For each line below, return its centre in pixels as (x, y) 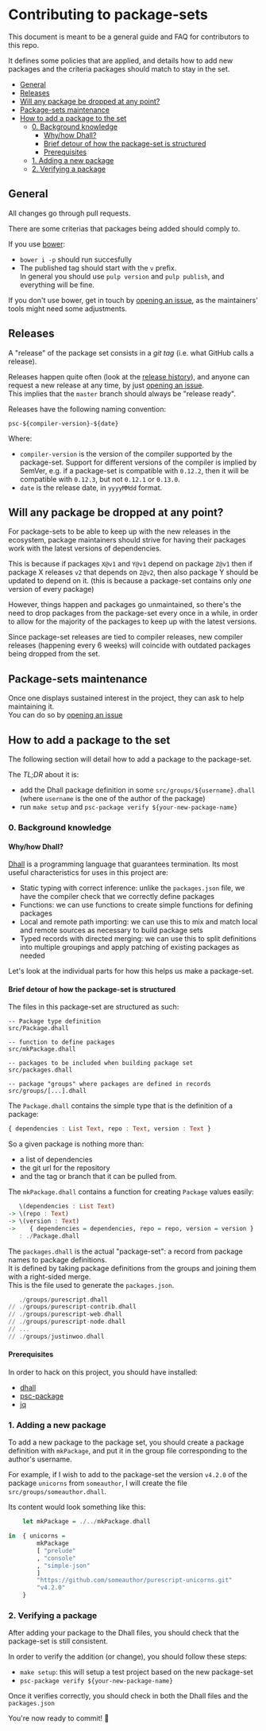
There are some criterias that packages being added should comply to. (124, 228)
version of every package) (51, 589)
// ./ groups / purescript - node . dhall (67, 1322)
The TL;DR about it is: (44, 774)
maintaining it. (31, 706)
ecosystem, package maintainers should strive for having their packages (127, 540)
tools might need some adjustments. (67, 309)
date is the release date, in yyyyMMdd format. (91, 488)
